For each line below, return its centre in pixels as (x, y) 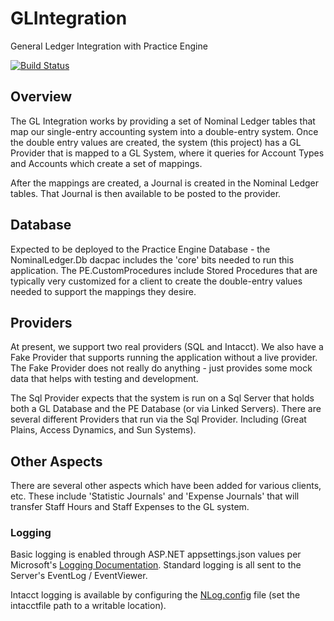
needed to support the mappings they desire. (103, 291)
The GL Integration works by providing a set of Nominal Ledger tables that (163, 121)
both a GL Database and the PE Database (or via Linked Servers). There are (166, 409)
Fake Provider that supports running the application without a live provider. (164, 358)
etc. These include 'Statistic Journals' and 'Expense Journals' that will (155, 496)
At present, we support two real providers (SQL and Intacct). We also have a (167, 347)
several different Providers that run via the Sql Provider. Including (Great (158, 419)
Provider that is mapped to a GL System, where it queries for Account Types (167, 153)
